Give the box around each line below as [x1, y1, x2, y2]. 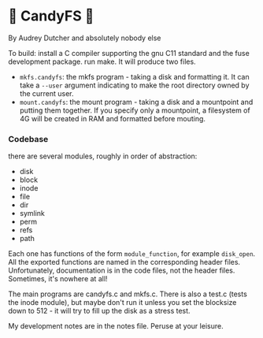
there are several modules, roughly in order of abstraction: [8, 151, 198, 161]
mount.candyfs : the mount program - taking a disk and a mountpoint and [19, 97, 254, 106]
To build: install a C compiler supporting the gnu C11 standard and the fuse [8, 48, 250, 58]
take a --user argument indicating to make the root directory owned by [19, 80, 250, 90]
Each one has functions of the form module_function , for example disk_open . [8, 249, 256, 258]
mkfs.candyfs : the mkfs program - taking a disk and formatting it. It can [19, 72, 250, 81]
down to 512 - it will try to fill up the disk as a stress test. [8, 306, 191, 316]
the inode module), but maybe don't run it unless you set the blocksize [8, 298, 237, 307]
